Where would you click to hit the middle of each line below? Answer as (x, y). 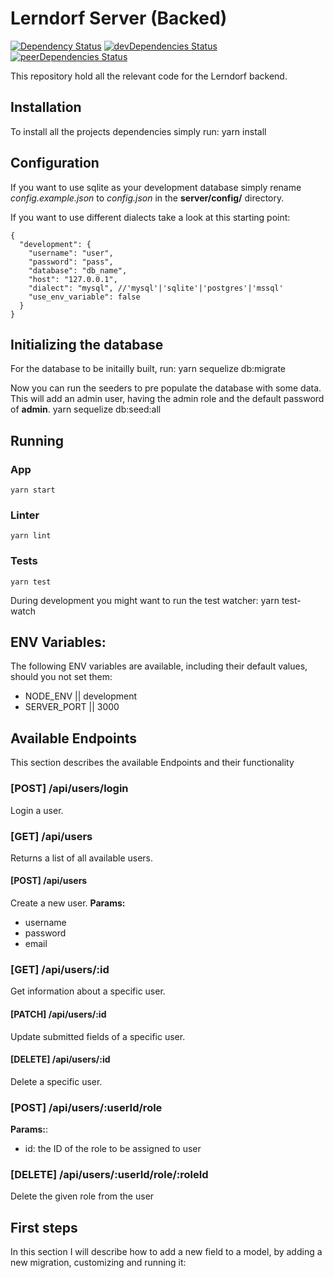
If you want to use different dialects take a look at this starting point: (150, 217)
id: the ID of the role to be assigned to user (113, 1149)
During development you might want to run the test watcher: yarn (145, 600)
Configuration (55, 163)
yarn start (33, 490)
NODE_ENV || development (81, 696)
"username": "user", (71, 253)
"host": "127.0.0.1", (73, 279)
